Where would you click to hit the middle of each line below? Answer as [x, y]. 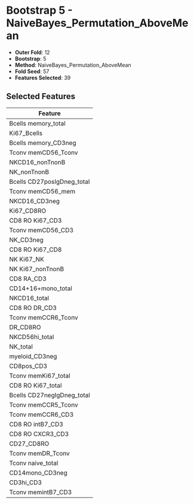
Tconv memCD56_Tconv [44, 152]
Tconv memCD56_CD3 [41, 230]
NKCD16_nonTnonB [37, 162]
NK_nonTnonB [29, 172]
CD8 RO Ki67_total [36, 385]
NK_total [21, 346]
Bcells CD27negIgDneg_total [50, 395]
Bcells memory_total [37, 123]
